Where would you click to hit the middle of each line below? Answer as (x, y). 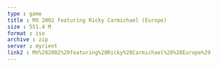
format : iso (26, 33)
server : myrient (32, 46)
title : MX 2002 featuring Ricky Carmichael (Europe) (87, 20)
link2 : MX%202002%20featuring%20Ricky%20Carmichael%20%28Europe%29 (109, 53)
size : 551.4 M (29, 27)
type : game (24, 14)
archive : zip (28, 40)
